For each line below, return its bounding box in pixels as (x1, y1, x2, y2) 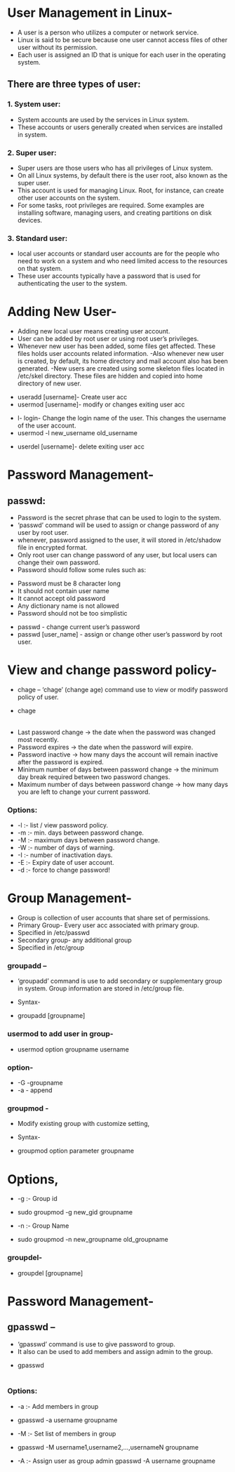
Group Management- (7, 890, 132, 906)
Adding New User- (7, 304, 117, 320)
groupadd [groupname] (17, 1012, 86, 1020)
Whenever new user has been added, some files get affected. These (17, 342, 216, 350)
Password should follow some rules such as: (17, 566, 146, 574)
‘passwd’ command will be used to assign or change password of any (17, 521, 220, 529)
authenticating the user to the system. (17, 279, 128, 288)
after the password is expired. (17, 757, 104, 766)
